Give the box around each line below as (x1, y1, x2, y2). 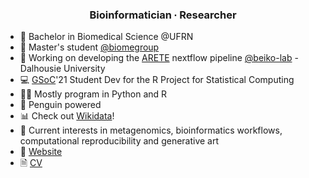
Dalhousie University (19, 63, 106, 75)
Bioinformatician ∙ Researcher (89, 8, 237, 22)
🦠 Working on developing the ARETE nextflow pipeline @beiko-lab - (19, 52, 299, 64)
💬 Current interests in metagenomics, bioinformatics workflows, (19, 124, 283, 137)
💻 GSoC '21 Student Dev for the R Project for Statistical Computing (19, 74, 295, 86)
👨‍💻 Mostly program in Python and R (19, 88, 168, 100)
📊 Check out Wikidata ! (19, 110, 115, 122)
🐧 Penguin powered (19, 99, 102, 111)
